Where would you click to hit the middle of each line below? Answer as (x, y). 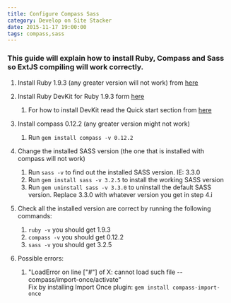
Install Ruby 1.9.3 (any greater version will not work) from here (108, 83)
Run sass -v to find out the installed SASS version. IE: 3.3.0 (114, 172)
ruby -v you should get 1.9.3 (69, 230)
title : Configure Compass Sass (53, 14)
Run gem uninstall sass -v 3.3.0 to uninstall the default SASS (120, 187)
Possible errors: (41, 258)
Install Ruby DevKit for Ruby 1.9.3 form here (81, 96)
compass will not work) (52, 158)
